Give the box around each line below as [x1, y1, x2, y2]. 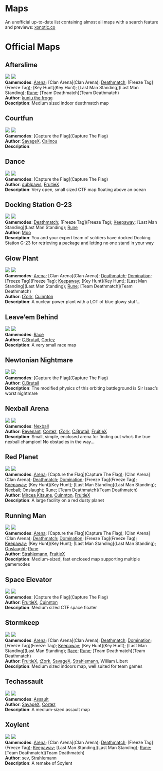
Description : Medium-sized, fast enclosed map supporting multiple [5, 556, 140, 562]
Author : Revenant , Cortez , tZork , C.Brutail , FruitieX [5, 428, 107, 434]
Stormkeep [5, 618, 39, 627]
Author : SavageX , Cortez [5, 701, 56, 707]
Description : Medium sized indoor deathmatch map [5, 100, 109, 106]
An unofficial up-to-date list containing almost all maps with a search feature [5, 19, 159, 25]
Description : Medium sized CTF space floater [5, 605, 97, 611]
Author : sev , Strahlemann [5, 755, 57, 761]
